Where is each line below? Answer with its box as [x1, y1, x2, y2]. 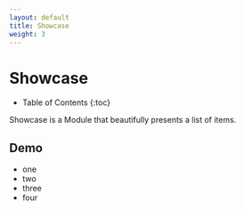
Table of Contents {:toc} [21, 97, 111, 108]
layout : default [9, 12, 69, 22]
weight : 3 [9, 29, 46, 38]
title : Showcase [9, 21, 69, 30]
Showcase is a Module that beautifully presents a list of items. [9, 115, 237, 125]
